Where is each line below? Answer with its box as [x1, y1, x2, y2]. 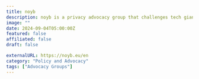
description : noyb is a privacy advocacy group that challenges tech [6, 14, 182, 20]
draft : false [6, 42, 38, 48]
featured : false [6, 31, 46, 37]
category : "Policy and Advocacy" [6, 58, 89, 64]
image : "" [6, 20, 31, 26]
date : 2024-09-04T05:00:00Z [6, 25, 76, 31]
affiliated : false [6, 36, 52, 42]
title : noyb [6, 8, 36, 15]
